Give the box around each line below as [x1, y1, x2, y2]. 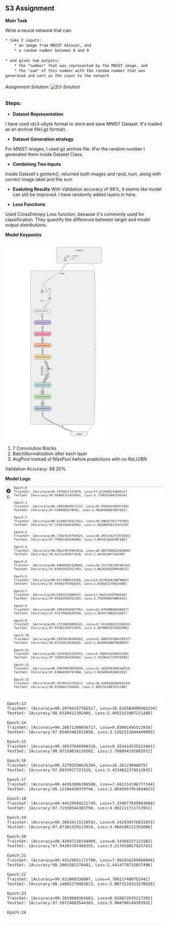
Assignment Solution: [5, 84, 49, 90]
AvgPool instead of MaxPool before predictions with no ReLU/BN [12, 456, 147, 462]
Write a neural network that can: [5, 27, 72, 33]
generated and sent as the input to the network [5, 73, 109, 78]
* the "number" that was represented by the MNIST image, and [14, 63, 148, 68]
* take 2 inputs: [5, 38, 42, 43]
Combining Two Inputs [12, 161, 62, 167]
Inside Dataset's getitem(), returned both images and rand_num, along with [5, 171, 161, 177]
